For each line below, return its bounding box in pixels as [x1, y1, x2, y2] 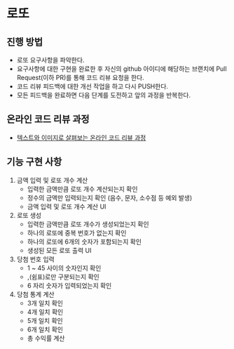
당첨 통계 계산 [16, 290, 55, 298]
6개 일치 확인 [27, 325, 64, 334]
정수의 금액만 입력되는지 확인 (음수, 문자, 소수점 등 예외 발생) [27, 193, 193, 202]
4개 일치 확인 [27, 308, 64, 316]
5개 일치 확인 [27, 316, 64, 324]
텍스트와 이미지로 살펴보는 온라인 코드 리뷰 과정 [16, 133, 146, 142]
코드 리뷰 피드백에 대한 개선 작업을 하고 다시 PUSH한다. [16, 82, 169, 91]
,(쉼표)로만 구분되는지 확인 [27, 272, 99, 281]
